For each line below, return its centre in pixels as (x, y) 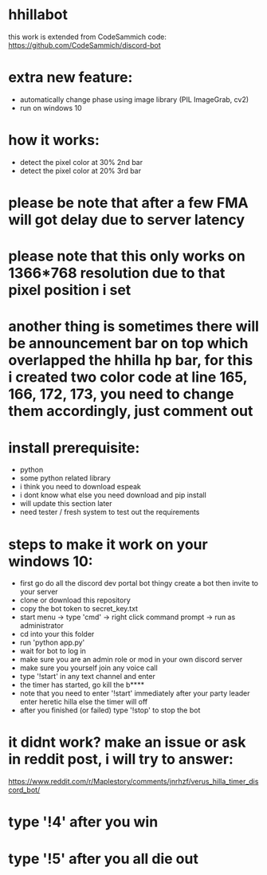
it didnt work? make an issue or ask (127, 742)
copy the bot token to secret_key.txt (79, 609)
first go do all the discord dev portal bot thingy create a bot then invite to (139, 583)
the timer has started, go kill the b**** (82, 685)
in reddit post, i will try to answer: (121, 759)
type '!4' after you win (83, 822)
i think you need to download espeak (80, 487)
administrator (41, 626)
